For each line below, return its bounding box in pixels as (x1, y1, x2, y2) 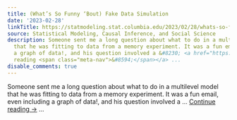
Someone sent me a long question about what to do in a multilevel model (7, 82, 219, 90)
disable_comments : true (7, 63, 78, 70)
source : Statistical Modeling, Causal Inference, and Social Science (7, 30, 217, 37)
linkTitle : (7, 23, 39, 30)
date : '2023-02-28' (7, 17, 65, 24)
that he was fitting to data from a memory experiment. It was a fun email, (7, 90, 219, 98)
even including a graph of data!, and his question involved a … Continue (7, 97, 216, 106)
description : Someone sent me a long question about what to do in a (7, 37, 217, 44)
